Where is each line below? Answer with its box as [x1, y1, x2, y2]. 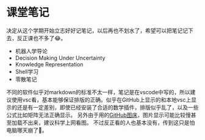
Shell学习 [15, 68, 39, 75]
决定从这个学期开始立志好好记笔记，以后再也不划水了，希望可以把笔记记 [6, 27, 188, 34]
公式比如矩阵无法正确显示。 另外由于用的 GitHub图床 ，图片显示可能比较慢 [6, 111, 191, 119]
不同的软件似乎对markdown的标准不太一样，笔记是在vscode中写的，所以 [6, 88, 190, 96]
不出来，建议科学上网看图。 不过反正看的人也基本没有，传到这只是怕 [22, 119, 195, 126]
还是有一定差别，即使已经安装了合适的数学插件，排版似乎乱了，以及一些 [16, 103, 199, 111]
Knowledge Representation [15, 60, 84, 68]
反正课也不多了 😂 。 [16, 34, 67, 41]
